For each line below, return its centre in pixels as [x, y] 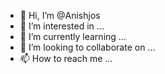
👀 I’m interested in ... [62, 26]
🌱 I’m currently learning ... [73, 36]
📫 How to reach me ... [66, 58]
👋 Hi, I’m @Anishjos [60, 15]
